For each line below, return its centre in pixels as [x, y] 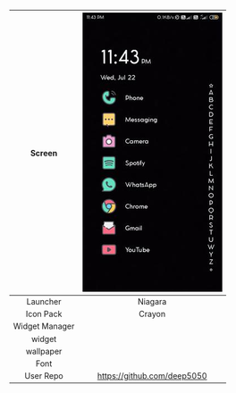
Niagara [152, 301]
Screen [44, 153]
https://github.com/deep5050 [152, 376]
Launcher [44, 301]
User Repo [44, 376]
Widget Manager [44, 326]
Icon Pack [44, 314]
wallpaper [44, 351]
